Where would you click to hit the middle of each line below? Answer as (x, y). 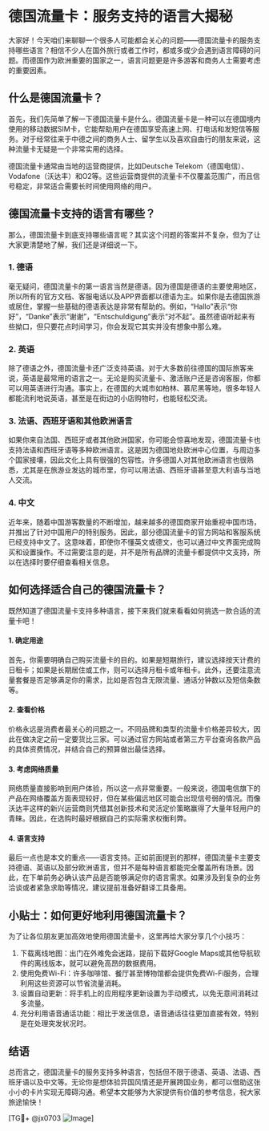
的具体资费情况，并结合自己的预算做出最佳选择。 (89, 749)
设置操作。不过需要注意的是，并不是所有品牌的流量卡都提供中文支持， (138, 552)
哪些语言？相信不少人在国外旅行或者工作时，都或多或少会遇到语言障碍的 (134, 50)
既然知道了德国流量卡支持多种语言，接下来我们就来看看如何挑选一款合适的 (131, 610)
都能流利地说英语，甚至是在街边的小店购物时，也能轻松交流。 (110, 399)
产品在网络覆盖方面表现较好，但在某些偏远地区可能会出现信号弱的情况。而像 (134, 798)
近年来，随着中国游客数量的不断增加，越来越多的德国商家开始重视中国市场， (134, 521)
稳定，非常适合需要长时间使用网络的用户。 (85, 186)
